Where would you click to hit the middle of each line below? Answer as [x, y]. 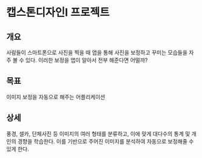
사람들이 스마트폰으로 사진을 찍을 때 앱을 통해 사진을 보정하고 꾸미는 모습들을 [97, 53]
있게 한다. [18, 149]
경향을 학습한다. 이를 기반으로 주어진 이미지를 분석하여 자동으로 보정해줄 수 [106, 141]
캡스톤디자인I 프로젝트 [58, 12]
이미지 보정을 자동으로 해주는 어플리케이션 [56, 97]
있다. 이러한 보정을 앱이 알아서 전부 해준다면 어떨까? [86, 60]
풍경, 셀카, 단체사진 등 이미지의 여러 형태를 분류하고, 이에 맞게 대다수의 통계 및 [98, 134]
